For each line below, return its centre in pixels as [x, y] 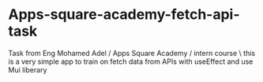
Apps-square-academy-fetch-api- [124, 15]
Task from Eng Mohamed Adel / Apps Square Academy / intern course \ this [131, 53]
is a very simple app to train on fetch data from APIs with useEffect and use [131, 61]
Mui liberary [28, 69]
